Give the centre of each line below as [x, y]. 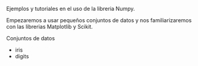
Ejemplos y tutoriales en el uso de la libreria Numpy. [71, 9]
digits [22, 56]
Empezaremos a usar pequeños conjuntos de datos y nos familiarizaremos [99, 20]
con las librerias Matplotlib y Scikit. [49, 27]
